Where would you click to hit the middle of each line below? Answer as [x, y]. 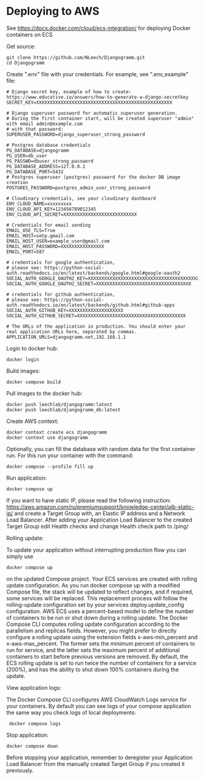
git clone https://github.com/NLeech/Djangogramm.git [76, 57]
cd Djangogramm [25, 63]
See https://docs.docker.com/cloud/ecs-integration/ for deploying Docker [99, 28]
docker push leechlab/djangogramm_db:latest [63, 409]
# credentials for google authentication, [61, 262]
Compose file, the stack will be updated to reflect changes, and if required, [100, 592]
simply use [20, 556]
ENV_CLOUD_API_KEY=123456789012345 [51, 209]
